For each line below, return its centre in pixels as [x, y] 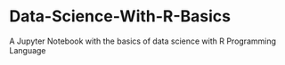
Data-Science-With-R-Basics [120, 16]
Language [28, 50]
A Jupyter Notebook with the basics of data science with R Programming [143, 41]
